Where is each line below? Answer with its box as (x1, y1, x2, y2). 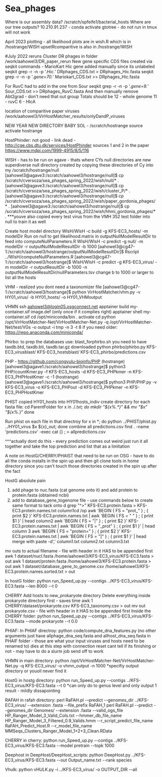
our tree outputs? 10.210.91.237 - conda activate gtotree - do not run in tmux (5, 24, 157, 30)
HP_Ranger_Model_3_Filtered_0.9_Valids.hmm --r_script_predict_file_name (5, 717, 153, 723)
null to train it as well (5, 219, 46, 225)
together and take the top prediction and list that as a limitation (5, 443, 130, 449)
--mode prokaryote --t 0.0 (25, 618, 78, 624)
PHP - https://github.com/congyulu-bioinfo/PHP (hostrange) (5, 358, 125, 364)
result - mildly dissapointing (5, 687, 60, 694)
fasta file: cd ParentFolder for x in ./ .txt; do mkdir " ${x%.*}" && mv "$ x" (5, 404, 147, 410)
